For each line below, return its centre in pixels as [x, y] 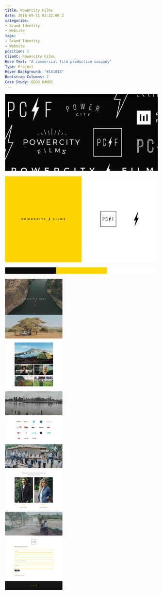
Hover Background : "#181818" [34, 72]
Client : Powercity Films [30, 56]
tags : [10, 36]
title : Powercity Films [29, 10]
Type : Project [19, 67]
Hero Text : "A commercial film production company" [58, 61]
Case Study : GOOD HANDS [29, 82]
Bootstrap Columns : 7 [27, 77]
